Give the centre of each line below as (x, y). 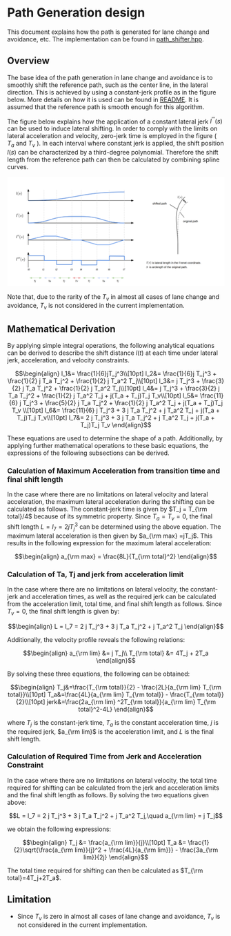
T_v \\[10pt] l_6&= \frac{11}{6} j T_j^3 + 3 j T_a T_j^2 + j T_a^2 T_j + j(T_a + (116, 410)
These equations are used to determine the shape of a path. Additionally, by (115, 438)
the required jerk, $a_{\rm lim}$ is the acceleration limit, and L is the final (110, 731)
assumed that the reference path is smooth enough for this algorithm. (106, 107)
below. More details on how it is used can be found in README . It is (103, 99)
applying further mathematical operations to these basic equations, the (108, 446)
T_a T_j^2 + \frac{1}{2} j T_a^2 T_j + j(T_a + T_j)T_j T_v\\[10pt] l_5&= (103, 396)
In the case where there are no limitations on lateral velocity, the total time (112, 780)
